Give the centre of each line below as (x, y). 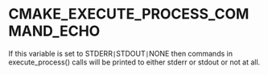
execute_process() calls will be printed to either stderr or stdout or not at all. (134, 62)
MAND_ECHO (54, 31)
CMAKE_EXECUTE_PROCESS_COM (129, 14)
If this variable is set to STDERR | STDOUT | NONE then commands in (121, 53)
